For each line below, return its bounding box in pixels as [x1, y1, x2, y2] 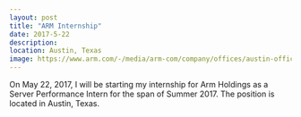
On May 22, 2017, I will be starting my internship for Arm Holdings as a [9, 79, 269, 89]
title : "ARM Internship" [9, 21, 102, 30]
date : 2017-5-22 [9, 29, 70, 38]
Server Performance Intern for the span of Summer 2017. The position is [9, 88, 275, 99]
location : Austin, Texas [9, 46, 102, 55]
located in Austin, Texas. [9, 98, 100, 108]
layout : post [9, 13, 58, 22]
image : [9, 54, 34, 63]
